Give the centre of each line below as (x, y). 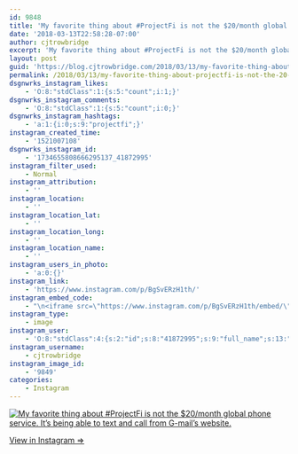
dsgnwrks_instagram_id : (53, 149)
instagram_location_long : (57, 231)
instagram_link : (39, 281)
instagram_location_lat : (55, 215)
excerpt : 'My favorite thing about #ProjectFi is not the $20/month (138, 51)
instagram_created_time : (55, 133)
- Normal (41, 174)
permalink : (29, 75)
